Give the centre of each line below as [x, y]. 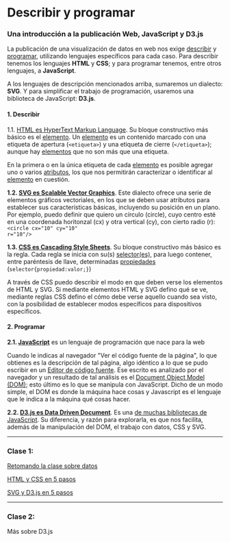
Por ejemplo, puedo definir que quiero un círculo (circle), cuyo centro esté [112, 214]
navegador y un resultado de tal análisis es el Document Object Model [106, 377]
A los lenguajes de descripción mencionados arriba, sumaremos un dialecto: [115, 84]
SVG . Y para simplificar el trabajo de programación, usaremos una [100, 91]
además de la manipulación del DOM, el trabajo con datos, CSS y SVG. [107, 427]
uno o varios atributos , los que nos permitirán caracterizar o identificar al [110, 172]
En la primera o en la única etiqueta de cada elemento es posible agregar [110, 164]
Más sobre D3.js [30, 532]
